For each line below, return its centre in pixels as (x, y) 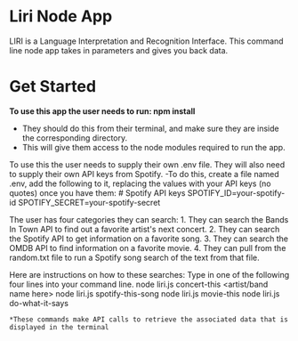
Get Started (52, 87)
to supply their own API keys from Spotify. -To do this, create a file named (145, 174)
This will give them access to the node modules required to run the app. (154, 147)
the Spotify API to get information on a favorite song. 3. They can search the (149, 239)
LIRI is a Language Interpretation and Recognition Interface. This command (146, 41)
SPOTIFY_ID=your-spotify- (236, 192)
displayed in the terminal (59, 327)
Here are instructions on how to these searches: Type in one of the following (149, 274)
